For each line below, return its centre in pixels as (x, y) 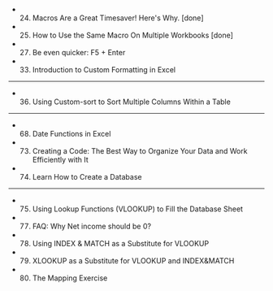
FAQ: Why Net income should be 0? (92, 226)
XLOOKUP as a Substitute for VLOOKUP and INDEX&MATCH (133, 261)
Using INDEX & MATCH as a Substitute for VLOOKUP (121, 243)
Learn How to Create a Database (87, 177)
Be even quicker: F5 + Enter (79, 52)
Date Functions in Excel (71, 134)
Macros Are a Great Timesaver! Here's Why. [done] (118, 18)
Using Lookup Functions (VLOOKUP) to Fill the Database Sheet (138, 209)
